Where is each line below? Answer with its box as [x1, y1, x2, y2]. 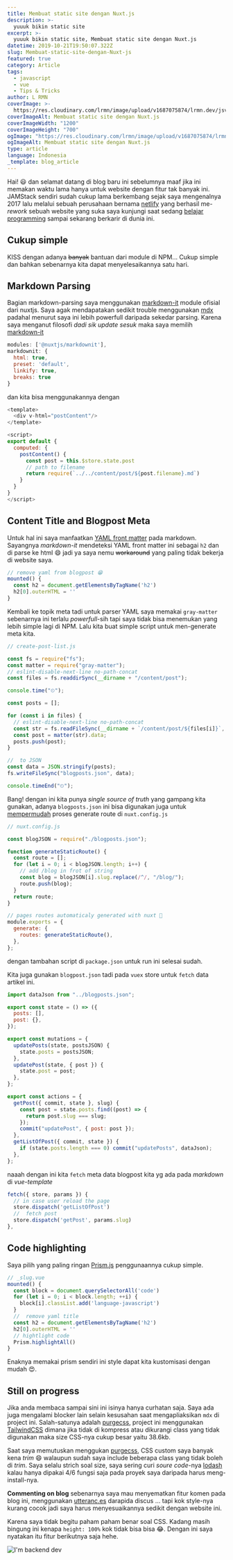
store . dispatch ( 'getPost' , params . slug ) [13, 1217, 132, 1224]
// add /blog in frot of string [19, 867, 113, 874]
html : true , [13, 354, 49, 361]
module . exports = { [7, 919, 64, 926]
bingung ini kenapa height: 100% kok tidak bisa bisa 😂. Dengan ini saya [7, 1525, 213, 1533]
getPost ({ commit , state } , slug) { [13, 1100, 119, 1107]
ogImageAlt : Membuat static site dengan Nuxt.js [7, 139, 150, 146]
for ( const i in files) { [7, 712, 82, 720]
